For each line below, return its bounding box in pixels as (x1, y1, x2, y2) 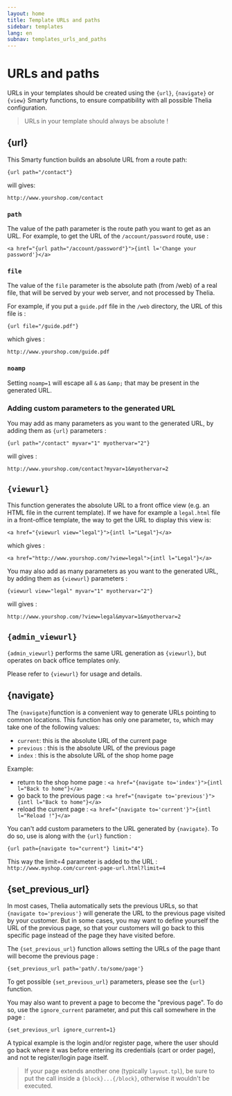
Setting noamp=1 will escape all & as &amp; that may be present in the (7, 379, 199, 387)
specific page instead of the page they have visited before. (7, 931, 175, 940)
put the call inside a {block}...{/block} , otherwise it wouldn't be (24, 1074, 210, 1083)
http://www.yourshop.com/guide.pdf (7, 348, 110, 356)
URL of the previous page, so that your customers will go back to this (7, 924, 204, 932)
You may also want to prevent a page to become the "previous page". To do (7, 998, 223, 1007)
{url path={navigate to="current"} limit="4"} (7, 845, 144, 852)
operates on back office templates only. (7, 656, 121, 665)
